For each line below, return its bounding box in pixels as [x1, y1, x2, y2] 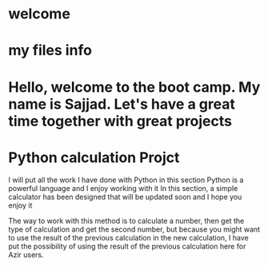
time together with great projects [8, 112, 232, 130]
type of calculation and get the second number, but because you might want [8, 224, 261, 234]
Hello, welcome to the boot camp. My [8, 77, 261, 96]
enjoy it [8, 200, 33, 210]
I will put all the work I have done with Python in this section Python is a [8, 175, 244, 185]
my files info [8, 42, 92, 60]
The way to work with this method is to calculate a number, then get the [8, 216, 245, 225]
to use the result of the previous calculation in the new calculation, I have [8, 232, 250, 242]
